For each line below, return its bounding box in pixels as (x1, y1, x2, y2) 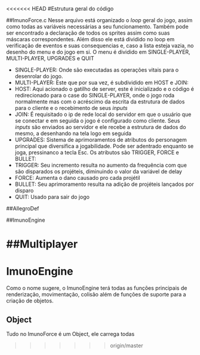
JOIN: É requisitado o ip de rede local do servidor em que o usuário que (14, 111, 192, 118)
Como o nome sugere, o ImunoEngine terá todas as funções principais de (6, 284, 187, 292)
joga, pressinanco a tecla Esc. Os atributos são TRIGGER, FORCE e (14, 149, 179, 156)
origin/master (110, 342, 143, 349)
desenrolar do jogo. (14, 73, 63, 79)
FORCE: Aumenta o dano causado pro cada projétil (14, 175, 140, 181)
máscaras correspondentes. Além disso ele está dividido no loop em (6, 36, 175, 42)
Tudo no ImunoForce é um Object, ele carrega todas (6, 330, 135, 337)
